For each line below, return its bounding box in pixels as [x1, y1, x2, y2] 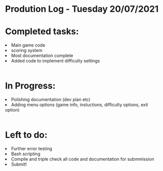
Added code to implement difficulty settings [11, 58, 100, 64]
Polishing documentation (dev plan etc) [11, 97, 91, 103]
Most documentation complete [11, 53, 74, 58]
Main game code [11, 42, 46, 48]
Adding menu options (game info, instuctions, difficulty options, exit [11, 102, 148, 108]
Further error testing [11, 146, 53, 151]
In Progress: [5, 80, 55, 91]
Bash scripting [11, 151, 41, 157]
